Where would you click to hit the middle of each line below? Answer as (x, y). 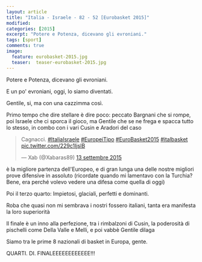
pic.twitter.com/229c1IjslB (53, 145)
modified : (19, 23)
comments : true (25, 46)
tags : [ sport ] (24, 40)
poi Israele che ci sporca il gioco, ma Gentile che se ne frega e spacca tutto (100, 121)
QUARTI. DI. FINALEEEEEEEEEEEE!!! (51, 253)
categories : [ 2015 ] (31, 29)
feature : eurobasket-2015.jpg (49, 57)
